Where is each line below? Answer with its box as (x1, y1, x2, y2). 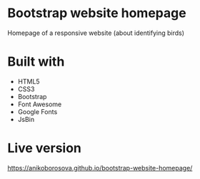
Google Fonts (17, 107, 58, 116)
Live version (7, 140, 82, 156)
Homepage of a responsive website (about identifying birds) (7, 29, 184, 37)
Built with (7, 53, 65, 70)
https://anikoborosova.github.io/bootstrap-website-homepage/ (7, 163, 193, 172)
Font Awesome (17, 100, 62, 108)
